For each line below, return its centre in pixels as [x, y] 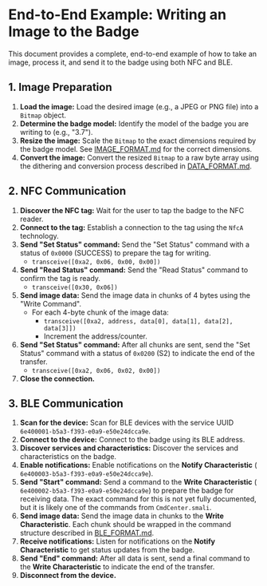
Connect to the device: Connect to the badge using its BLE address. [132, 440]
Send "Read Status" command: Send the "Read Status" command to [134, 270]
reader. [31, 219]
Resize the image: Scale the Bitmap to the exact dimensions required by [138, 141]
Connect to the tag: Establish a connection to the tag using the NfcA [132, 227]
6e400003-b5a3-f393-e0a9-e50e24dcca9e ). [86, 473]
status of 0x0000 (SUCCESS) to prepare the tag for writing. [115, 252]
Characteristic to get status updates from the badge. [107, 550]
